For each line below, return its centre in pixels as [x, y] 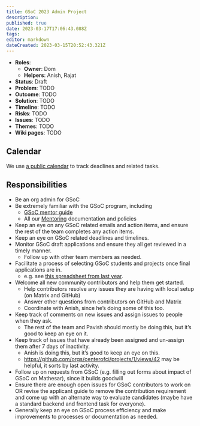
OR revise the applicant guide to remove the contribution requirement [100, 391]
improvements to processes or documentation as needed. [86, 416]
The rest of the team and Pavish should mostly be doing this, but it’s [107, 327]
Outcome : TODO [36, 94]
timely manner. [33, 251]
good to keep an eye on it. [56, 333]
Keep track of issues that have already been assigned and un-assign [99, 339]
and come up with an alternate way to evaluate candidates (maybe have [104, 397]
